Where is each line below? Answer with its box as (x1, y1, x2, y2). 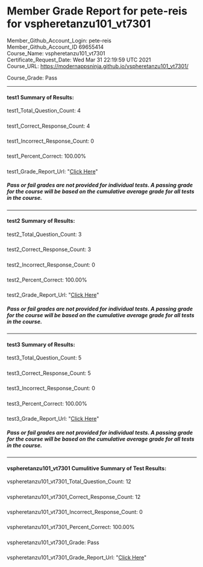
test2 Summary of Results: (7, 217, 75, 225)
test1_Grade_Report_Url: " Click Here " (7, 167, 98, 175)
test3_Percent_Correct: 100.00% (7, 400, 87, 407)
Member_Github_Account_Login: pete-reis (7, 37, 112, 44)
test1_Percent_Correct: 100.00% (7, 152, 86, 160)
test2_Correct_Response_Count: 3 (7, 246, 92, 253)
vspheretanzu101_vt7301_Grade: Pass (7, 539, 99, 546)
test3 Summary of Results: (7, 341, 75, 348)
